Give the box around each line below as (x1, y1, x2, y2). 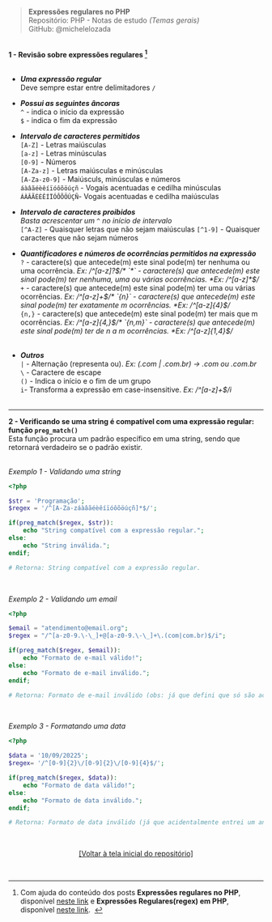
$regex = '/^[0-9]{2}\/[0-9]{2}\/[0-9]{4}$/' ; (8, 759, 164, 767)
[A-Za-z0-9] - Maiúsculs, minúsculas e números (19, 174, 181, 184)
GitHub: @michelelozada (28, 24, 112, 33)
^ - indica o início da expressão (19, 107, 125, 117)
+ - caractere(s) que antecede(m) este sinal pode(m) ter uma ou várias (19, 283, 256, 292)
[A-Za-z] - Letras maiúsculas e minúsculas (19, 165, 164, 175)
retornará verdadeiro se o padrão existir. (8, 442, 143, 452)
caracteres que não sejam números (19, 232, 139, 242)
